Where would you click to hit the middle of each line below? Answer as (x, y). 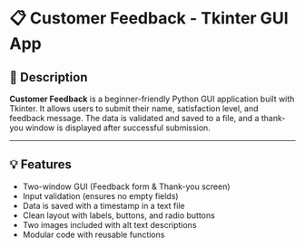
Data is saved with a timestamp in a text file (103, 205)
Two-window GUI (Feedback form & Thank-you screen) (126, 186)
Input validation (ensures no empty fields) (100, 195)
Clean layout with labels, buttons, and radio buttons (118, 215)
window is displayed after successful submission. (118, 128)
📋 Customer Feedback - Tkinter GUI (149, 19)
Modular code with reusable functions (93, 234)
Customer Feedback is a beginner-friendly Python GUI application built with (152, 99)
